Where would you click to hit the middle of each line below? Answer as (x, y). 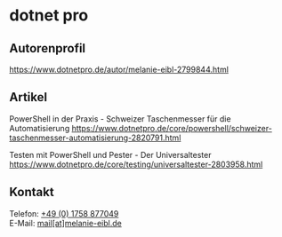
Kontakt (32, 192)
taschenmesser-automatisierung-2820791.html (95, 138)
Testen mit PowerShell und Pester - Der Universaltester (110, 154)
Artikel (28, 97)
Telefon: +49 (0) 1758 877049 (64, 213)
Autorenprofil (48, 48)
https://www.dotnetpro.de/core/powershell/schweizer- (172, 128)
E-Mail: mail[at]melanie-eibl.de (65, 223)
